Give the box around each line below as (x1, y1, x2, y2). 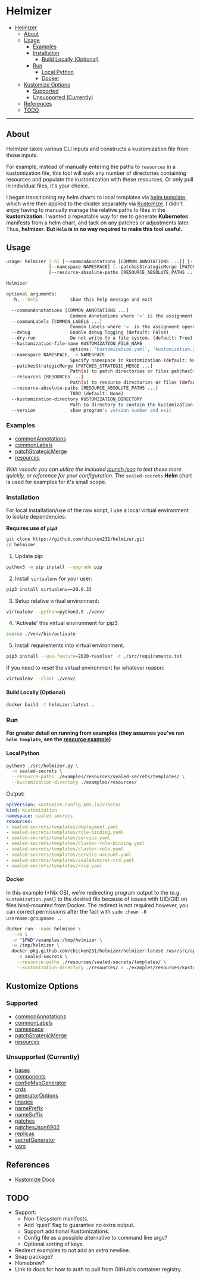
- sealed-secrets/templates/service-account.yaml (6, 852, 132, 858)
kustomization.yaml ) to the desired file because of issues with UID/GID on (6, 895, 187, 902)
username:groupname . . (6, 914, 61, 922)
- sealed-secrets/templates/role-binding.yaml (6, 830, 124, 836)
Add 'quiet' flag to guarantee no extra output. (23, 1222, 135, 1229)
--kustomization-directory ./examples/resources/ (11, 779, 137, 785)
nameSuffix (14, 1111, 43, 1118)
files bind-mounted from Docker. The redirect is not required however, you (6, 901, 189, 908)
